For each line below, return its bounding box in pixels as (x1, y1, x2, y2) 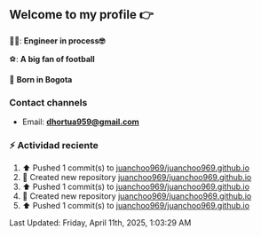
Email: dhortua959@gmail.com (21, 116, 139, 127)
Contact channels (9, 96, 88, 108)
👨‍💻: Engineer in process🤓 (9, 35, 106, 46)
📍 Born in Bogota (9, 74, 73, 84)
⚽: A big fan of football (9, 53, 95, 64)
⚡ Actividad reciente (9, 139, 99, 152)
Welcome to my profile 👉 (9, 7, 154, 22)
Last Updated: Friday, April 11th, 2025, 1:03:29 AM (9, 217, 192, 228)
